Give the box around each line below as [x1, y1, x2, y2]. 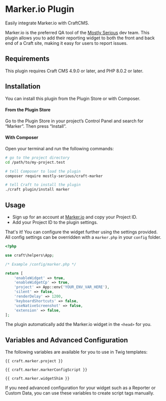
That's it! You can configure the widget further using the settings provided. [5, 229, 158, 235]
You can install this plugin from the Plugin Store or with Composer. [5, 96, 141, 101]
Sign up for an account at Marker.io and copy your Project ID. [12, 214, 137, 220]
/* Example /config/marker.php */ [5, 262, 77, 267]
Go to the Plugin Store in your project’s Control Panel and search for [5, 118, 144, 124]
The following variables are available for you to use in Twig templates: [5, 349, 148, 355]
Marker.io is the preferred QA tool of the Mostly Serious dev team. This [5, 29, 150, 35]
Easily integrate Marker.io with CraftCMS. [5, 20, 89, 26]
